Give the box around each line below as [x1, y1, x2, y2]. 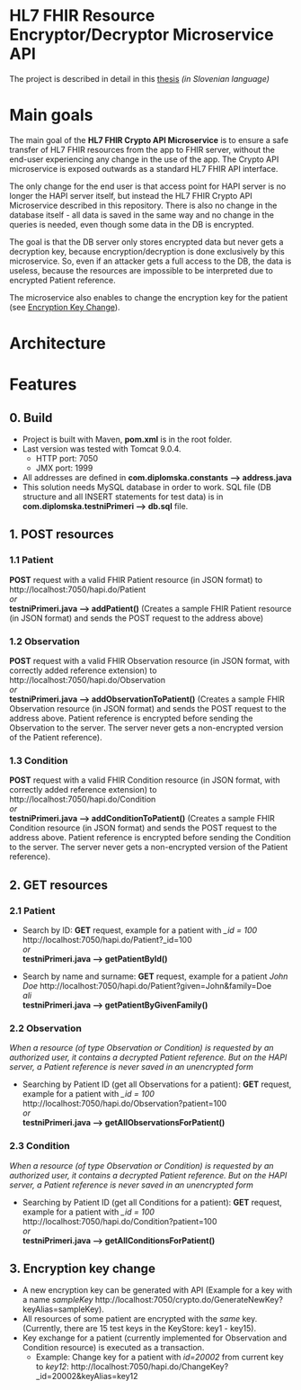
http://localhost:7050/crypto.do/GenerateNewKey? [94, 1295, 283, 1305]
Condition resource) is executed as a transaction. [22, 1342, 205, 1353]
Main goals [9, 105, 93, 126]
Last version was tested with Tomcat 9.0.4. [22, 444, 181, 454]
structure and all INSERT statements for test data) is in [22, 491, 224, 502]
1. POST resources [9, 527, 114, 543]
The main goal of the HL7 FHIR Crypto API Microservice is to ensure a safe [9, 134, 289, 145]
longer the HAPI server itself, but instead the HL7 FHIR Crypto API [9, 190, 253, 201]
